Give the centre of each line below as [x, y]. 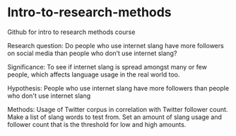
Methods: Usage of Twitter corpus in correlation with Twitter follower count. [118, 109]
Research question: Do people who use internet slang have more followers [116, 45]
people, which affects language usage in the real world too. [94, 74]
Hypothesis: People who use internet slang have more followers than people [118, 88]
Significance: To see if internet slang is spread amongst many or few [107, 67]
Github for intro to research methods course [71, 32]
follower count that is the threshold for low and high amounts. [97, 124]
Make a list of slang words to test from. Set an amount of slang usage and [115, 117]
